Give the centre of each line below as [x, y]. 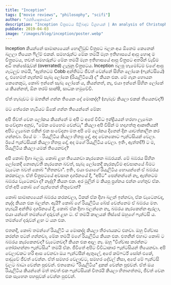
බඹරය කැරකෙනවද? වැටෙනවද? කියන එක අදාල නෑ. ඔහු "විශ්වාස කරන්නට [76, 242]
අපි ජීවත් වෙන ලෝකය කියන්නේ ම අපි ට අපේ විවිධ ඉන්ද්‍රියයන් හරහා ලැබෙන [79, 119]
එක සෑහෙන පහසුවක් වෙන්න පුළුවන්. [41, 276]
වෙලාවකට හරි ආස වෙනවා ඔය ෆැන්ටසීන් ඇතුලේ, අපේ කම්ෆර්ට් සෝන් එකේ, [79, 253]
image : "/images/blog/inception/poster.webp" [54, 34]
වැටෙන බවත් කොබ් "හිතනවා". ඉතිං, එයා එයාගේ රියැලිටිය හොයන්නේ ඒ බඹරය [82, 170]
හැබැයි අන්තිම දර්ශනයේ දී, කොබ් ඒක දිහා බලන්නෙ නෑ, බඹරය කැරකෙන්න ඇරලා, [83, 208]
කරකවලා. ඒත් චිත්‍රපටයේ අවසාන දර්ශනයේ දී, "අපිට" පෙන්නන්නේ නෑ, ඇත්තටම [81, 175]
